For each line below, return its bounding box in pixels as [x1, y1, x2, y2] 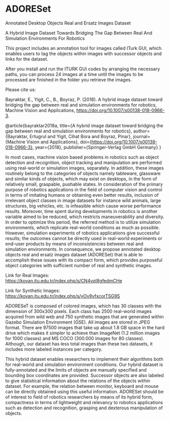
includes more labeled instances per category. [5, 346, 103, 352]
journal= [133, 133, 151, 139]
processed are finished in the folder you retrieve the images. [5, 76, 132, 83]
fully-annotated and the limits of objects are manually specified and [5, 366, 147, 373]
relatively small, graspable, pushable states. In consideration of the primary [5, 181, 163, 187]
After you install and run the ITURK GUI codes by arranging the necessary [5, 66, 160, 72]
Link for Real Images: [5, 272, 49, 278]
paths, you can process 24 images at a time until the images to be [5, 71, 144, 77]
